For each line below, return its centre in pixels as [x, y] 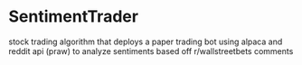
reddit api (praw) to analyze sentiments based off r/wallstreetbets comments [151, 51]
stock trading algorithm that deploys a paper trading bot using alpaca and [146, 42]
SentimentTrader [74, 17]
